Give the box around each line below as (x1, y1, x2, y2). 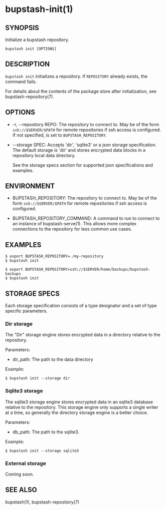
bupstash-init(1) (5, 4, 73, 15)
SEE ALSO (5, 485, 37, 494)
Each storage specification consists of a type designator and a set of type (5, 303, 157, 309)
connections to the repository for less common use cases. (12, 226, 132, 232)
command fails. (5, 79, 37, 85)
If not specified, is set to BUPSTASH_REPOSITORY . (12, 132, 107, 138)
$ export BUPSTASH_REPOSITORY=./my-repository (5, 254, 104, 259)
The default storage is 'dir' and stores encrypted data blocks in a (12, 147, 146, 153)
